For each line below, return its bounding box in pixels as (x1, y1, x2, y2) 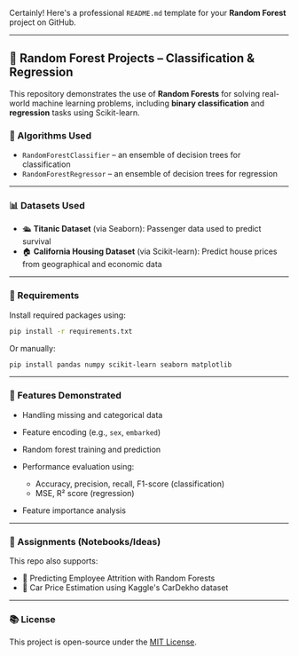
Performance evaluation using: (21, 461, 135, 471)
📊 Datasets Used (9, 200, 86, 212)
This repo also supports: (9, 556, 98, 566)
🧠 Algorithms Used (9, 129, 92, 141)
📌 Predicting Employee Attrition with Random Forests (21, 573, 216, 584)
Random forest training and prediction (21, 444, 161, 454)
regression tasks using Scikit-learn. (9, 107, 140, 118)
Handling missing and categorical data (21, 409, 163, 420)
